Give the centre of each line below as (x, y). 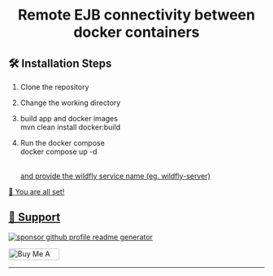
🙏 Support (35, 217)
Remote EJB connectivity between (136, 15)
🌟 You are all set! (37, 192)
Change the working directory (70, 103)
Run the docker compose (63, 143)
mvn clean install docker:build (70, 127)
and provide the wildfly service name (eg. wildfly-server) (115, 176)
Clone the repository (54, 87)
